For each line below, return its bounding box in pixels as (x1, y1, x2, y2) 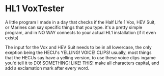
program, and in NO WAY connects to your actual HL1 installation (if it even (5, 29, 156, 35)
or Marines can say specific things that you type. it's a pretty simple (5, 24, 142, 30)
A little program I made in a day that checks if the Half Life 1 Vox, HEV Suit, (5, 19, 156, 25)
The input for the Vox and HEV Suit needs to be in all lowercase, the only (5, 44, 152, 50)
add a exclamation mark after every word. (5, 65, 89, 71)
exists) (5, 35, 19, 41)
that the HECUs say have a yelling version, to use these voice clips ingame (5, 54, 156, 60)
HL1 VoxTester (5, 3, 65, 14)
